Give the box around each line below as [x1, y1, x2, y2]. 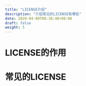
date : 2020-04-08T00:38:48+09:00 [5, 16, 72, 21]
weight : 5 [5, 25, 25, 30]
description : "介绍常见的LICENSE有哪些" [5, 12, 82, 16]
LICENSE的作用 [5, 47, 67, 58]
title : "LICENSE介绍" [5, 7, 47, 12]
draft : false [5, 20, 31, 26]
